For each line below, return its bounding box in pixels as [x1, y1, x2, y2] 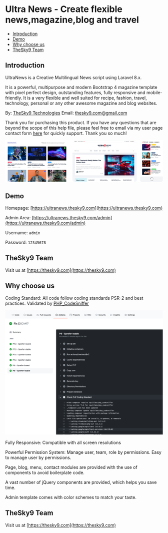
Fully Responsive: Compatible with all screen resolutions [5, 439, 121, 445]
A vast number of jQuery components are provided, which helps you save [5, 479, 157, 485]
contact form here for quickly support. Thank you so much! [5, 130, 127, 136]
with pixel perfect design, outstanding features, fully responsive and [5, 89, 145, 96]
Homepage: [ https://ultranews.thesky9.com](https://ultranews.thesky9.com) [5, 205, 163, 211]
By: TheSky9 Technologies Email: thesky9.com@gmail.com [5, 110, 127, 116]
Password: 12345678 [5, 239, 46, 245]
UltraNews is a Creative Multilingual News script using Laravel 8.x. [5, 74, 142, 81]
